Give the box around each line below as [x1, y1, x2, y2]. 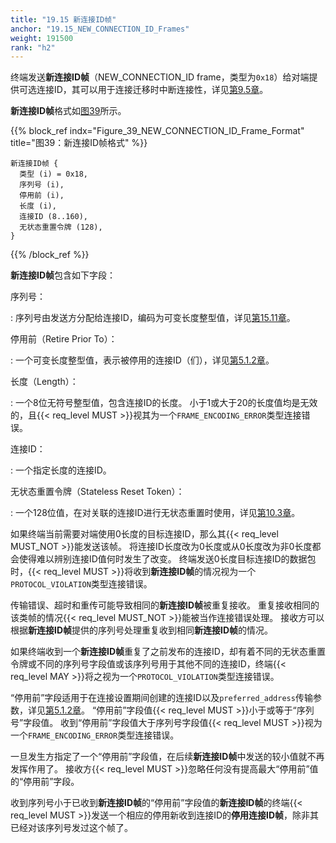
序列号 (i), [19, 180, 65, 190]
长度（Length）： [10, 376, 79, 388]
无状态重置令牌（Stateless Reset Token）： [10, 486, 185, 498]
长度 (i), [19, 201, 57, 211]
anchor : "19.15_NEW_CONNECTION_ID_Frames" [10, 24, 190, 34]
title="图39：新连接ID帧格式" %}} [10, 137, 148, 149]
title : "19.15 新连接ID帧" [10, 14, 117, 25]
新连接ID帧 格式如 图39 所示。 [10, 105, 127, 117]
